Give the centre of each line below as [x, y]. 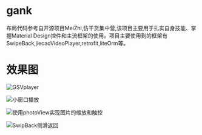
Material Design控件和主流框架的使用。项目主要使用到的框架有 [89, 35]
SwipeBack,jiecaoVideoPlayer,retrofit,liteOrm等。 [68, 43]
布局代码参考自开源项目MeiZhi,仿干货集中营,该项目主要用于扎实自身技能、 [99, 28]
